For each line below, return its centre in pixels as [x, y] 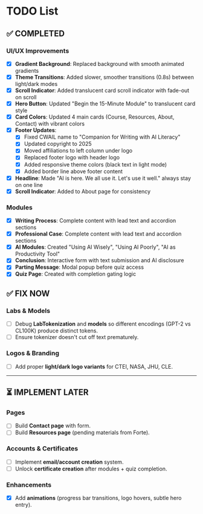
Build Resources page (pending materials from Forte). [82, 433]
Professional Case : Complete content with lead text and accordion [98, 234]
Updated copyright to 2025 [58, 144]
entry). [23, 505]
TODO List [32, 11]
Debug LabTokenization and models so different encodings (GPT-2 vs [103, 324]
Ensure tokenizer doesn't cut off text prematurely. [77, 337]
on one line [29, 185]
